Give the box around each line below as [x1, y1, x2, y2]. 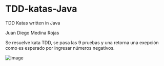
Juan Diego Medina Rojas [5, 29, 59, 36]
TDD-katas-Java [5, 3, 77, 15]
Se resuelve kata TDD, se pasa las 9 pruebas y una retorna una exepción [5, 39, 159, 46]
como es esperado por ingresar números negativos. [5, 45, 115, 51]
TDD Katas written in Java [5, 20, 60, 26]
